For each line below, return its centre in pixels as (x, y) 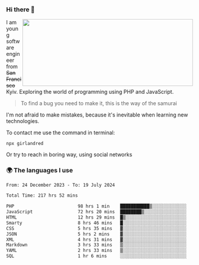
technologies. (23, 121)
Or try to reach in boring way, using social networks (69, 154)
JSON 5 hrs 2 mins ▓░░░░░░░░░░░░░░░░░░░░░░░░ (96, 234)
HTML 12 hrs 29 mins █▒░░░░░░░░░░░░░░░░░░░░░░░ (96, 217)
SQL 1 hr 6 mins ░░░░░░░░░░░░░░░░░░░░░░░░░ (96, 256)
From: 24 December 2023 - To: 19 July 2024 (61, 185)
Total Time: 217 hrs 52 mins (42, 195)
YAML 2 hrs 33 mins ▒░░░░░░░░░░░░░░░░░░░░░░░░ (96, 251)
